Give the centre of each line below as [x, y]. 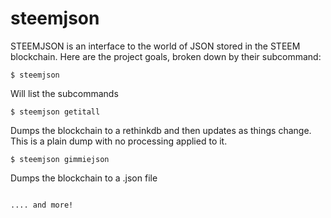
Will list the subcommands [64, 93]
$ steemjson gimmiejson [60, 159]
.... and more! [42, 205]
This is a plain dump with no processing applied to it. [119, 141]
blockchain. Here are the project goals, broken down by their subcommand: [166, 56]
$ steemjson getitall [55, 112]
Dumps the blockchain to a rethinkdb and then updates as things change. [161, 130]
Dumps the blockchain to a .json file [84, 178]
